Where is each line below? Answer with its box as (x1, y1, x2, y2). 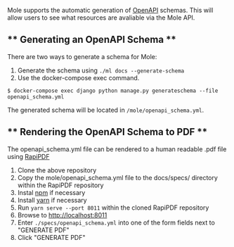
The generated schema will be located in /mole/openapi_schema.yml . (7, 106, 204, 114)
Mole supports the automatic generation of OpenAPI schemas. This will (7, 6, 214, 14)
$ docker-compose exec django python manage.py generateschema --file (7, 87, 219, 94)
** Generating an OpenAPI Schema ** (7, 34, 177, 46)
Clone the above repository (17, 165, 97, 175)
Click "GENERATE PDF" (17, 233, 86, 241)
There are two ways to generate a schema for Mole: (7, 52, 157, 61)
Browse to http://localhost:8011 (17, 210, 108, 219)
